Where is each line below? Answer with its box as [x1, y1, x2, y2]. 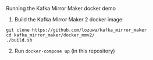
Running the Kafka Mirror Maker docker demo [6, 5, 116, 12]
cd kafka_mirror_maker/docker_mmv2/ [6, 32, 95, 38]
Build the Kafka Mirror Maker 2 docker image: [14, 16, 124, 22]
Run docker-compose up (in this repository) [14, 47, 115, 54]
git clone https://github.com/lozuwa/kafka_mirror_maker [6, 27, 147, 33]
